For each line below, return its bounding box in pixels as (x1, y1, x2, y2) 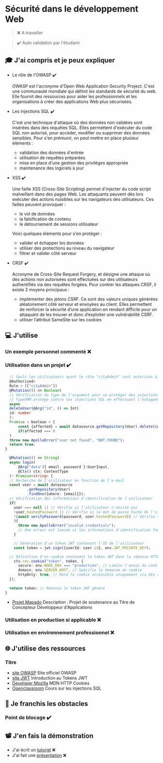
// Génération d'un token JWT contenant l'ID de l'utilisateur (14, 541, 145, 546)
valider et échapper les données (19, 240, 84, 246)
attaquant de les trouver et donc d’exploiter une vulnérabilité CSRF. (19, 312, 154, 317)
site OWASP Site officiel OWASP (12, 670, 77, 676)
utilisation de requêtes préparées (19, 154, 86, 161)
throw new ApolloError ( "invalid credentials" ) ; (17, 523, 116, 528)
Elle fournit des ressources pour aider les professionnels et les (12, 93, 137, 99)
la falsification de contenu (19, 216, 71, 222)
